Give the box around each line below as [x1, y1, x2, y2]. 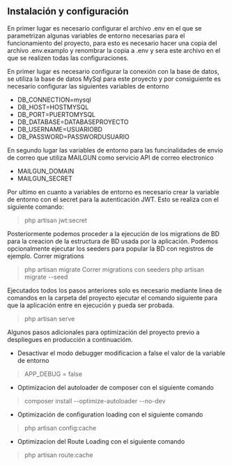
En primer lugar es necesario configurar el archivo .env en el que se [7, 24, 202, 32]
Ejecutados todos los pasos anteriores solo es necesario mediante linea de [7, 286, 222, 295]
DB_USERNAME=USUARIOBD [17, 125, 103, 133]
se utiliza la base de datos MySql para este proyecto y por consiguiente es [7, 75, 222, 83]
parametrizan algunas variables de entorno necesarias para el [7, 31, 185, 40]
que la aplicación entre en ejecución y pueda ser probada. [7, 301, 174, 309]
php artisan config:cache [24, 424, 97, 432]
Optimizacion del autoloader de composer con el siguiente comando [17, 383, 214, 391]
